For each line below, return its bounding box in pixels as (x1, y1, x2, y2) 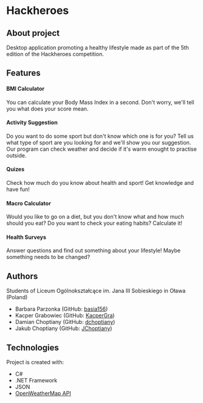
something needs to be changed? (6, 253, 91, 261)
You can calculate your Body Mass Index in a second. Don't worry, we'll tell (6, 98, 194, 106)
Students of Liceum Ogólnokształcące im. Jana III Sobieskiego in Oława (6, 287, 186, 295)
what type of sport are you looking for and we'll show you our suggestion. (6, 139, 191, 146)
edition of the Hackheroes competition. (6, 50, 105, 58)
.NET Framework (15, 377, 58, 384)
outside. (6, 151, 27, 159)
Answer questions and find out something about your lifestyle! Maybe (6, 247, 181, 254)
